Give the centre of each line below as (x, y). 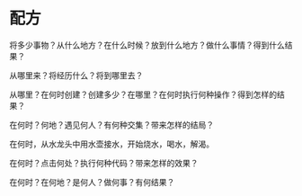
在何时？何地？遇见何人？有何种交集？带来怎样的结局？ (111, 125)
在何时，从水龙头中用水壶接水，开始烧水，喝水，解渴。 (111, 144)
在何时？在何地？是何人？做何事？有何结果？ (92, 182)
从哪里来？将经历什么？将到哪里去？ (76, 75)
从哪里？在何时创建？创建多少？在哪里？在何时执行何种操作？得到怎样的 (143, 94)
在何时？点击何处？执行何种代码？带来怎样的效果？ (104, 163)
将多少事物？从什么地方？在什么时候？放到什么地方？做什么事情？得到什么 (147, 45)
